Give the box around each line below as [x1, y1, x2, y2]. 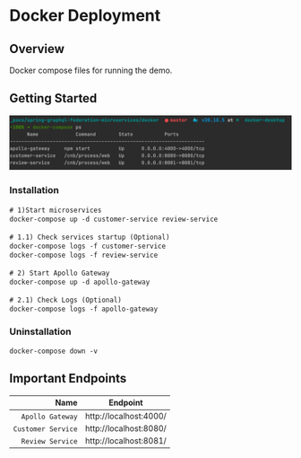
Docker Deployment [9, 5, 161, 26]
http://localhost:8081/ [84, 436, 168, 446]
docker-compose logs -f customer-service [9, 242, 167, 251]
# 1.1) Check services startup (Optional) [9, 233, 170, 242]
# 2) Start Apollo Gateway [9, 269, 110, 277]
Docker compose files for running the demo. [9, 65, 173, 75]
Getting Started [9, 91, 98, 106]
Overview [9, 41, 65, 57]
